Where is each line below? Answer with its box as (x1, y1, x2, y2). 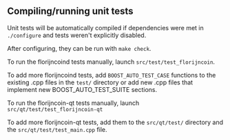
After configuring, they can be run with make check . (7, 44, 151, 52)
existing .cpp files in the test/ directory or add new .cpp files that (7, 78, 194, 86)
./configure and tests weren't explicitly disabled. (7, 31, 147, 39)
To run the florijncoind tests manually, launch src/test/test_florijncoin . (7, 58, 216, 66)
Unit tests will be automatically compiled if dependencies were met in (7, 23, 205, 32)
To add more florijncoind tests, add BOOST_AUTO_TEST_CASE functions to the (7, 71, 216, 79)
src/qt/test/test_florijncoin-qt (7, 106, 103, 113)
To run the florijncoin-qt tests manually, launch (7, 99, 140, 107)
